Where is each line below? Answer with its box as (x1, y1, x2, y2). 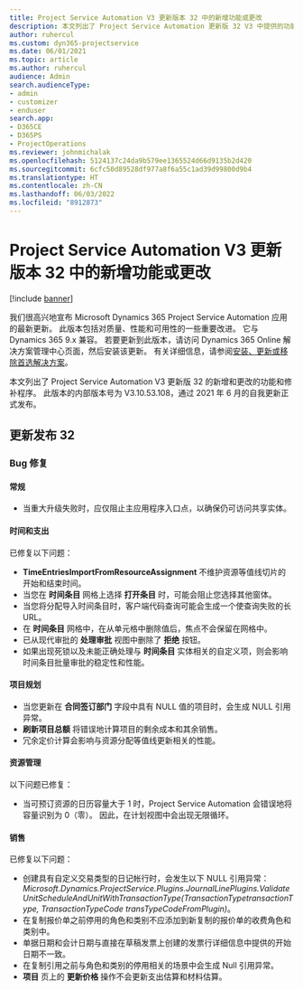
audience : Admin (9, 72, 70, 81)
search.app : (9, 114, 54, 123)
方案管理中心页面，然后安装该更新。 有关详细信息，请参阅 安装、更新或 (16, 345, 280, 356)
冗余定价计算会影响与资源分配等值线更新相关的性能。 (22, 734, 221, 746)
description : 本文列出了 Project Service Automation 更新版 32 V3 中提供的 (9, 22, 284, 31)
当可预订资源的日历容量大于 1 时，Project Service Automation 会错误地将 (22, 797, 293, 809)
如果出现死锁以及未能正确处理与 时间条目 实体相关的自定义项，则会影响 (22, 646, 289, 656)
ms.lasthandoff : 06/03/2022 (9, 190, 115, 199)
